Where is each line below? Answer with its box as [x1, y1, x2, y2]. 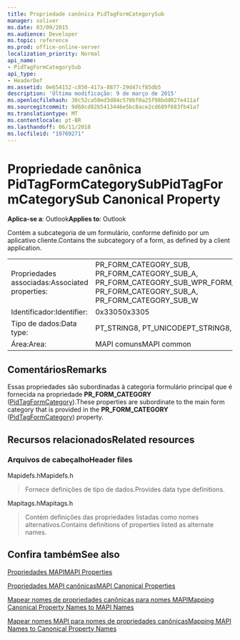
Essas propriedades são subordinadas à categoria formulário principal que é [7, 383, 233, 391]
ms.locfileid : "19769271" [7, 130, 84, 137]
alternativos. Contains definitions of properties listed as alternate [24, 520, 214, 529]
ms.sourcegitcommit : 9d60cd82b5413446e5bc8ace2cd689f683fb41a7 [7, 104, 200, 111]
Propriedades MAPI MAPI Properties [7, 567, 113, 576]
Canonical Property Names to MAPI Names [7, 603, 134, 611]
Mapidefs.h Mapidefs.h [7, 471, 74, 479]
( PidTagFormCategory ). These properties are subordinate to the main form [7, 398, 225, 406]
